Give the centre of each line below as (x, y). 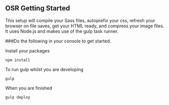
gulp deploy (18, 97)
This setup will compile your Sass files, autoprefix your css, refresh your (80, 20)
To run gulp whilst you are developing (44, 69)
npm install (18, 60)
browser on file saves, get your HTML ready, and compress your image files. (85, 26)
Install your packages (27, 50)
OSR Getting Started (38, 8)
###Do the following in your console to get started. (58, 41)
